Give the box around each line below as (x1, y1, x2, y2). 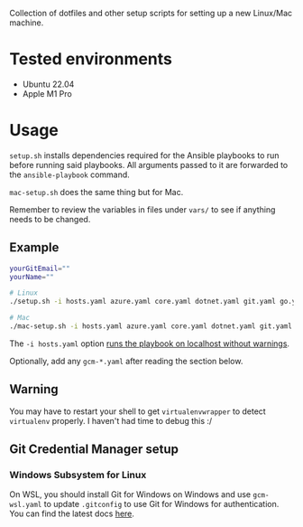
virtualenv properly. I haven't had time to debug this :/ (9, 415, 213, 426)
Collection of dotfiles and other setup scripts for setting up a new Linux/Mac (9, 8, 293, 18)
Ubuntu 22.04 (22, 79, 75, 89)
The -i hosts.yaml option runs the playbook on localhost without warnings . (9, 338, 290, 349)
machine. (9, 17, 44, 28)
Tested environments (9, 49, 173, 70)
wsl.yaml (9, 501, 42, 510)
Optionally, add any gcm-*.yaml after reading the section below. (9, 355, 243, 366)
